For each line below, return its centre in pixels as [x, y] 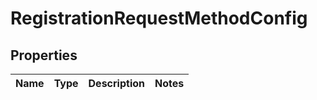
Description [116, 83]
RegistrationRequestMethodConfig [159, 18]
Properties [44, 55]
